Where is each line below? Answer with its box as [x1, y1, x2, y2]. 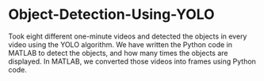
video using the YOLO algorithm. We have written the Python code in [8, 39, 232, 49]
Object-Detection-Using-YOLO [8, 6, 216, 24]
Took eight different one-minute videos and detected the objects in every [8, 31, 247, 41]
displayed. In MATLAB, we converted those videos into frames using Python [8, 57, 256, 66]
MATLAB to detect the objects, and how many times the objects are [8, 48, 228, 57]
